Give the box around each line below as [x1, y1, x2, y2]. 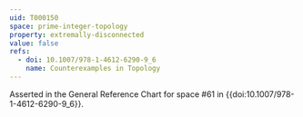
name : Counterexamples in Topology [25, 64, 161, 73]
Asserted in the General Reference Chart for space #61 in [9, 88, 225, 100]
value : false [9, 38, 59, 48]
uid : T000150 [9, 13, 59, 23]
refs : [9, 47, 30, 56]
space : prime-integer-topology [9, 22, 128, 31]
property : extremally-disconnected [9, 30, 145, 39]
